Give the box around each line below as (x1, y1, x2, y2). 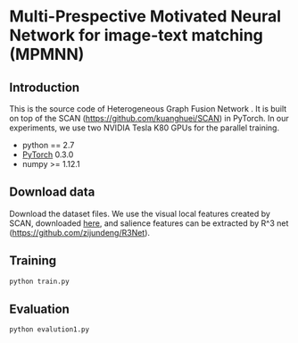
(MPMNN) (9, 45, 85, 64)
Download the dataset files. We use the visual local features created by (9, 208, 270, 219)
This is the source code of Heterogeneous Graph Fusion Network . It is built (9, 104, 287, 113)
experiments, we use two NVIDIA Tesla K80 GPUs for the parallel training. (9, 122, 279, 133)
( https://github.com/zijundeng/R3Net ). (9, 227, 150, 238)
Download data (9, 185, 95, 200)
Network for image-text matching (9, 25, 263, 46)
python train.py (9, 277, 70, 286)
